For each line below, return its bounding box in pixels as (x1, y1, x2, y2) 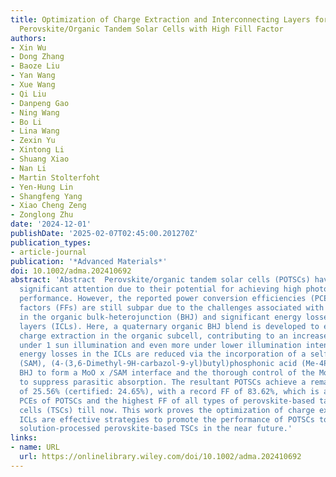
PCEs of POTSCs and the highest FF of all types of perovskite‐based (19, 396, 315, 406)
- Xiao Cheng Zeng (10, 201, 87, 211)
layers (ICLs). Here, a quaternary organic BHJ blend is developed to (19, 321, 320, 331)
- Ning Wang (10, 107, 60, 118)
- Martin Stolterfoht (10, 172, 101, 183)
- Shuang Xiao (10, 154, 70, 164)
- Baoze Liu (10, 61, 60, 71)
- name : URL (10, 442, 60, 453)
